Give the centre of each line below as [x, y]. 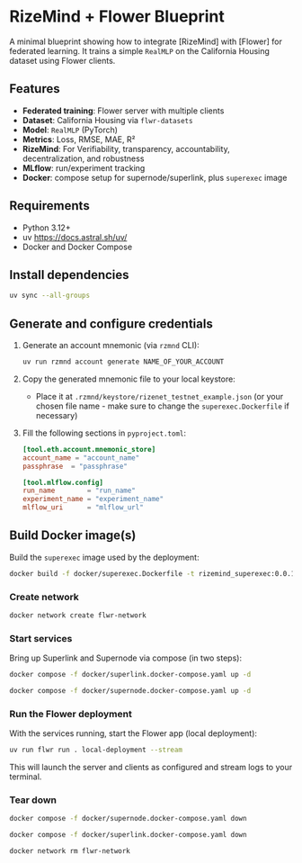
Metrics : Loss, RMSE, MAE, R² [79, 139]
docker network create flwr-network [78, 616]
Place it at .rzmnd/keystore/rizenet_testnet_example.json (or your [160, 396]
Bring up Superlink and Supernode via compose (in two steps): [126, 658]
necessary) [57, 415]
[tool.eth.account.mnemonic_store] [89, 449]
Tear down [33, 800]
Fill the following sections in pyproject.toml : [104, 433]
